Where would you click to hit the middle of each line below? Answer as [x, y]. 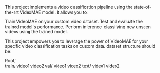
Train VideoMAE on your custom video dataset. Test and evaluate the [74, 22]
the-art [12, 12]
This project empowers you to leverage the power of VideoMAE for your [77, 41]
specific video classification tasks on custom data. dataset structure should [80, 46]
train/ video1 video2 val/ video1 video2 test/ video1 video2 [62, 66]
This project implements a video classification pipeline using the [69, 7]
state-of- [143, 7]
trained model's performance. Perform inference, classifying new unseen [78, 27]
